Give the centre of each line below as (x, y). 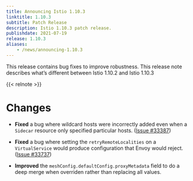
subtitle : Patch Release (36, 22)
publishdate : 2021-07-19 (36, 33)
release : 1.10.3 (26, 39)
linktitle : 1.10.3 (29, 17)
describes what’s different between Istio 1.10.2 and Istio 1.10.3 (80, 73)
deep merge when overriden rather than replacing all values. (88, 172)
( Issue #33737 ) (33, 154)
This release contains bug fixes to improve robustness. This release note (94, 66)
